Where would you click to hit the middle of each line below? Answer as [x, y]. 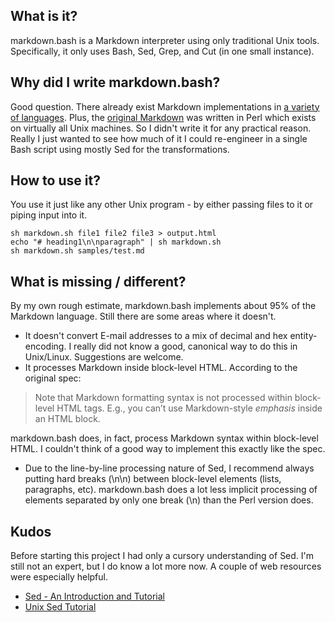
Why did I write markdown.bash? [115, 82]
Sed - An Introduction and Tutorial [94, 596]
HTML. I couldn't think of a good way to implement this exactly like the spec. [168, 449]
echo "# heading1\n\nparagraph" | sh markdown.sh [116, 242]
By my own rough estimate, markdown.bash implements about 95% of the [163, 306]
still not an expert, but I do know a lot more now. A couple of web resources [166, 566]
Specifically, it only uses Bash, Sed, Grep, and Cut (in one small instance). [162, 51]
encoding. [45, 346]
